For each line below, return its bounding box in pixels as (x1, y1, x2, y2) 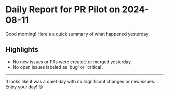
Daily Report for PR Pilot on (5, 4, 120, 15)
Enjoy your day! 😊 (5, 84, 44, 90)
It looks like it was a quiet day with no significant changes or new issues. (5, 78, 156, 84)
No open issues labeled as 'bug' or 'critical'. (12, 64, 104, 70)
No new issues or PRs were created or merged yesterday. (12, 59, 132, 65)
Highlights (5, 45, 39, 54)
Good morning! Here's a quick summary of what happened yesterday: (5, 31, 150, 37)
